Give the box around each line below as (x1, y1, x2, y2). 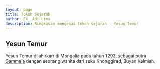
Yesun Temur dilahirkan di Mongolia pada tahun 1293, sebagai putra (5, 53, 147, 59)
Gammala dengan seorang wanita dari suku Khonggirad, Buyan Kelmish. (5, 58, 155, 64)
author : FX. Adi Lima (5, 16, 51, 21)
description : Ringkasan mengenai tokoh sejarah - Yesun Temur (5, 21, 139, 26)
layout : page (5, 7, 33, 12)
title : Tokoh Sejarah (5, 12, 51, 17)
